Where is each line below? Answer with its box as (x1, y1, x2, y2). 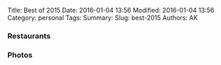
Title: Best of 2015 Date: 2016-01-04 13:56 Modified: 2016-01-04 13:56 (7, 6, 215, 14)
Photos (7, 49, 33, 59)
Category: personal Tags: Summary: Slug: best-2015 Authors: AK (7, 13, 198, 22)
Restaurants (7, 31, 51, 41)
